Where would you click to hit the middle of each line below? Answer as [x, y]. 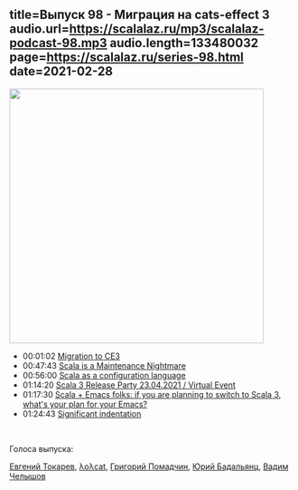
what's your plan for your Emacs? [84, 404]
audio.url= [39, 29]
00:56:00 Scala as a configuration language [104, 375]
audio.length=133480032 [184, 43]
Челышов [28, 476]
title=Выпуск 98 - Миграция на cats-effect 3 [140, 15]
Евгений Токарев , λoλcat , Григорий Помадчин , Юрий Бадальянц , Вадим [149, 466]
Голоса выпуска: [42, 448]
